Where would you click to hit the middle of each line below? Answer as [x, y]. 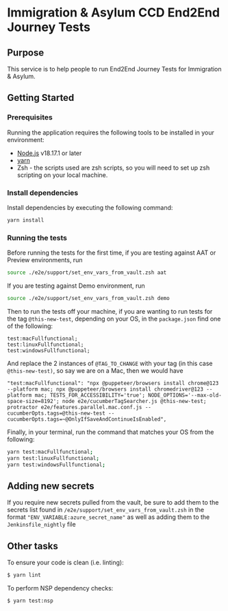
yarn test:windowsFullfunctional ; [56, 465]
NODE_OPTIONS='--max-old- [185, 395]
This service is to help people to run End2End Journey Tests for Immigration [114, 69]
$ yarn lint [24, 575]
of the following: [30, 326]
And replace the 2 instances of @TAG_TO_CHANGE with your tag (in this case [110, 363]
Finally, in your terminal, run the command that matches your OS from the [111, 432]
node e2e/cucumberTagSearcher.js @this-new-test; [134, 401]
